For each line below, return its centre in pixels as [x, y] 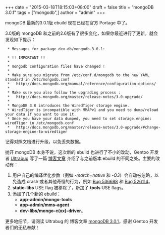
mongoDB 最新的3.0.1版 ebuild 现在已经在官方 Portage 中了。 [68, 23]
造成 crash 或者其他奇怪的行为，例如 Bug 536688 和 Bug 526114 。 [84, 181]
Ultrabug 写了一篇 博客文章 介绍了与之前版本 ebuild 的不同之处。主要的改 [85, 158]
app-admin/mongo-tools [46, 199]
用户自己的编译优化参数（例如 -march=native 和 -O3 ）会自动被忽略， [83, 175]
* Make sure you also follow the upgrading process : [64, 93]
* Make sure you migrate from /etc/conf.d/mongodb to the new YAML [78, 75]
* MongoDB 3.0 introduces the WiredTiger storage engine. [68, 106]
